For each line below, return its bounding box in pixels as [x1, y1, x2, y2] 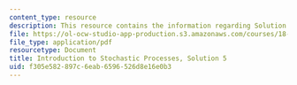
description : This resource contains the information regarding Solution [9, 21, 287, 30]
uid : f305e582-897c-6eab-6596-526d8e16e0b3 [9, 63, 172, 72]
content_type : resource [9, 12, 97, 22]
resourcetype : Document [9, 46, 97, 55]
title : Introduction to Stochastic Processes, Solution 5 [9, 54, 227, 63]
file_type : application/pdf [9, 37, 113, 47]
